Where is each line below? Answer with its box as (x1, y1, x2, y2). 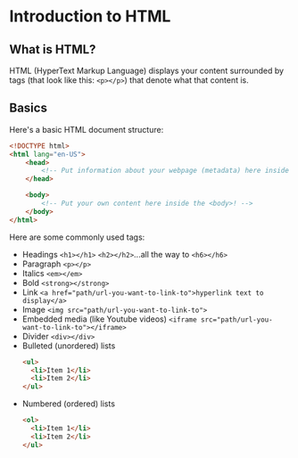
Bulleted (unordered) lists (21, 340, 116, 351)
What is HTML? (9, 42, 96, 57)
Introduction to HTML (9, 6, 171, 27)
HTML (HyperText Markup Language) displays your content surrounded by (9, 65, 284, 76)
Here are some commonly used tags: (9, 232, 145, 242)
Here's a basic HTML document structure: (9, 124, 164, 135)
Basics (9, 101, 47, 116)
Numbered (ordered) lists (21, 398, 116, 409)
